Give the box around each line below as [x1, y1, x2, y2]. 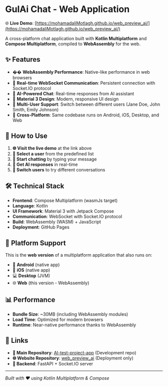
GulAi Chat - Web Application [5, 4, 130, 15]
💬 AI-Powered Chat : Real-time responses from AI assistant [12, 90, 134, 96]
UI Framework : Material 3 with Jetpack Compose [12, 208, 114, 214]
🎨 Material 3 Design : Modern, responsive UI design [12, 96, 119, 102]
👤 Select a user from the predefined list [12, 150, 94, 156]
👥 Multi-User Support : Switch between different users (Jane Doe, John [12, 101, 160, 107]
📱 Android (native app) [12, 262, 60, 268]
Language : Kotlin [12, 203, 48, 209]
